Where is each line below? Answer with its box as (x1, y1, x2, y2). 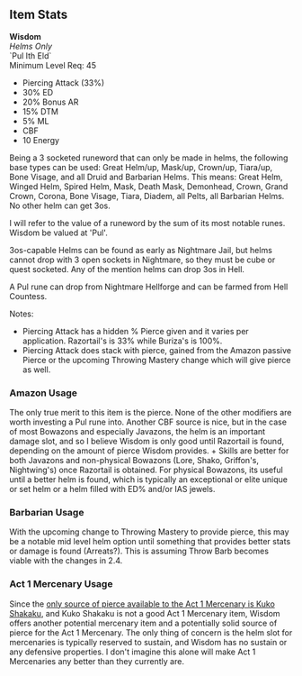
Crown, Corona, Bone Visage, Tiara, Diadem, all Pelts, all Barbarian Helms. (9, 190, 285, 201)
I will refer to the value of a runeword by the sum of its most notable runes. (9, 217, 286, 228)
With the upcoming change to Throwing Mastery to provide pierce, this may (9, 526, 289, 537)
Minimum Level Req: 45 (9, 59, 97, 70)
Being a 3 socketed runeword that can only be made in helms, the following (9, 152, 289, 163)
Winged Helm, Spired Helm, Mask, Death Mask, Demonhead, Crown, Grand (9, 180, 289, 192)
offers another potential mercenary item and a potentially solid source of (9, 617, 278, 628)
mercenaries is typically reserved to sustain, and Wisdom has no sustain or (9, 636, 288, 647)
